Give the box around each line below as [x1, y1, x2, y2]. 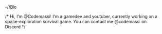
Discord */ [5, 24, 26, 30]
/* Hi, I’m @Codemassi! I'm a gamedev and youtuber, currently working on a [5, 14, 158, 19]
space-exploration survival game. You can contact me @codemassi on [5, 19, 147, 24]
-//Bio [5, 4, 17, 10]
